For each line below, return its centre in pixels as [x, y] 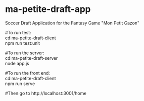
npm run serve [20, 84]
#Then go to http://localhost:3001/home [46, 93]
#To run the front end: [28, 73]
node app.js [17, 63]
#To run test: [18, 32]
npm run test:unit [23, 43]
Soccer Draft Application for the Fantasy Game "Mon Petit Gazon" [72, 23]
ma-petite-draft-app [48, 9]
